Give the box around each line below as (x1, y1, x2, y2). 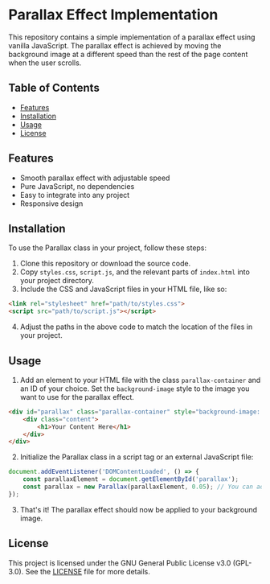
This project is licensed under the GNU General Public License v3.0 (8, 557, 231, 568)
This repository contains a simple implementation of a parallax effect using (8, 32, 256, 42)
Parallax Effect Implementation (8, 6, 219, 24)
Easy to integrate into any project (19, 190, 130, 199)
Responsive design (19, 199, 84, 208)
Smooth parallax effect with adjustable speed (19, 173, 170, 183)
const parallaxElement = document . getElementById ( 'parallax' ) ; (22, 475, 239, 483)
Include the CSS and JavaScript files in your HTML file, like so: (19, 284, 227, 294)
